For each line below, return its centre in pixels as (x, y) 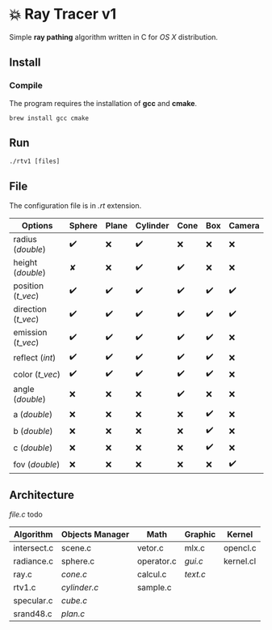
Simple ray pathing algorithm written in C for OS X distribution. (114, 36)
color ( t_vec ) (37, 374)
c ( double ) (33, 448)
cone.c (74, 574)
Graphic (200, 534)
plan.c (73, 614)
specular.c (33, 601)
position (28, 286)
